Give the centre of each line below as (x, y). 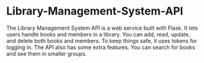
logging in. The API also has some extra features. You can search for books (101, 47)
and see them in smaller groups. (47, 53)
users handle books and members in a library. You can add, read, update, (98, 34)
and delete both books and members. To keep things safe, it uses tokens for (102, 41)
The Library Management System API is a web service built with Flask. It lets (102, 28)
